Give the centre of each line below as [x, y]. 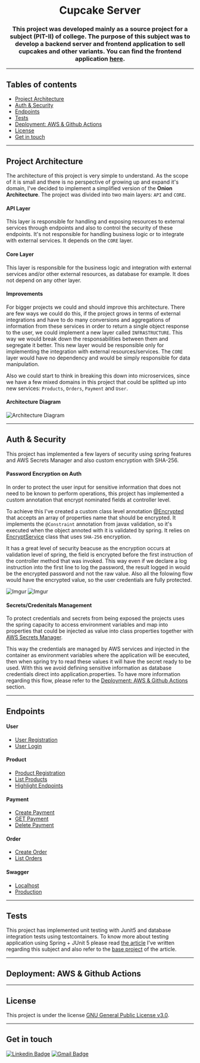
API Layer [18, 208]
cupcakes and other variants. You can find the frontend [100, 51]
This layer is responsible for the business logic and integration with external [99, 267]
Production [28, 891]
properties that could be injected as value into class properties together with [100, 631]
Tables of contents [42, 84]
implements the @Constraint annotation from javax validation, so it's [89, 524]
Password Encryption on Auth [44, 474]
